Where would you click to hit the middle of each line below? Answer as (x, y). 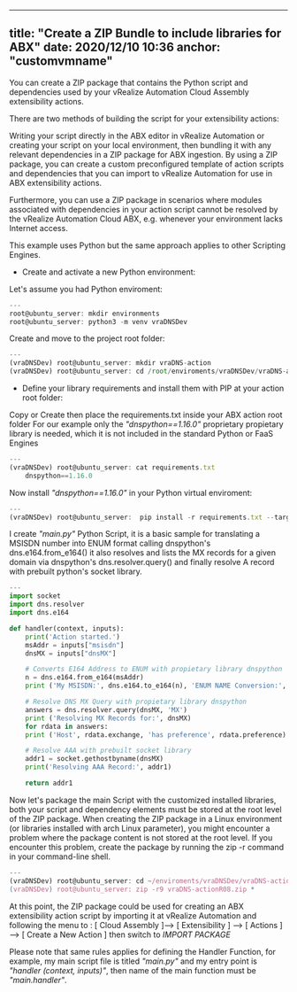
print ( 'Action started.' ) (73, 637)
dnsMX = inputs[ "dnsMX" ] (71, 653)
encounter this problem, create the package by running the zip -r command (147, 847)
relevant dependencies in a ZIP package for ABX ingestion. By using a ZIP (144, 154)
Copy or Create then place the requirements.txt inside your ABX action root (146, 415)
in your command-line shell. (60, 856)
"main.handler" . (38, 980)
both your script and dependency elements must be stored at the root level (145, 809)
